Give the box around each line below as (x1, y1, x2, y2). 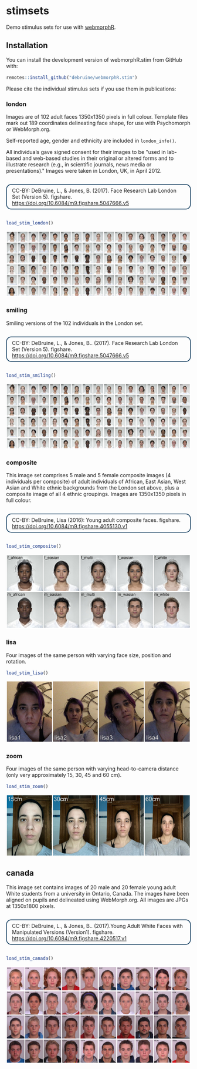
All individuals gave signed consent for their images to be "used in (6, 148, 166, 155)
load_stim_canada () (6, 955, 54, 961)
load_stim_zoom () (6, 783, 49, 790)
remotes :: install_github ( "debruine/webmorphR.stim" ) (6, 75, 138, 81)
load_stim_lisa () (6, 670, 49, 676)
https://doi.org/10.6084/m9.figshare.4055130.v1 (12, 523, 128, 530)
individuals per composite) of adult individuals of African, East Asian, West (6, 478, 186, 485)
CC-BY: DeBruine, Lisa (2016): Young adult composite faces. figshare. (12, 517, 181, 524)
